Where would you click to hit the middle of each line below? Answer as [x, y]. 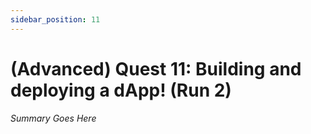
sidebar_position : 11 [55, 19]
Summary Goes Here [53, 118]
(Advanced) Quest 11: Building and [156, 68]
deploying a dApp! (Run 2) [121, 90]
